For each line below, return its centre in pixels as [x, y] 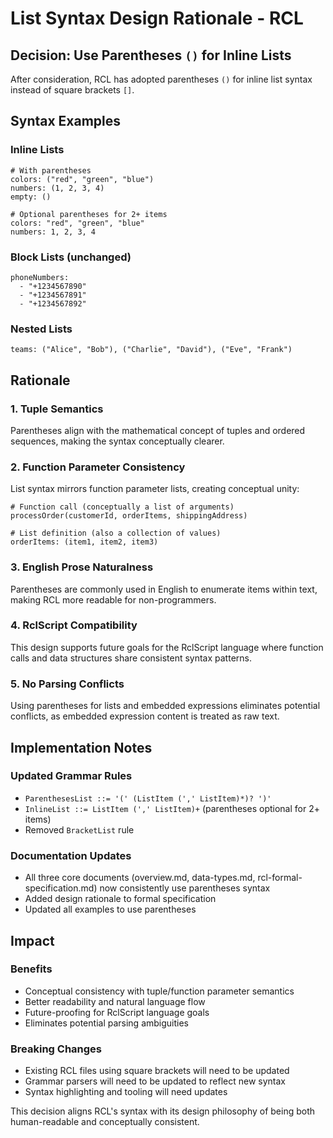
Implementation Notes [81, 747]
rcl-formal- [280, 878]
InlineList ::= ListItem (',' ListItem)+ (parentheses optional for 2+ [172, 808]
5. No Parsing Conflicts [67, 684]
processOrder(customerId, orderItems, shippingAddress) [129, 516]
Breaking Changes [56, 1049]
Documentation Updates [71, 855]
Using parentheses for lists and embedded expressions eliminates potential [165, 706]
